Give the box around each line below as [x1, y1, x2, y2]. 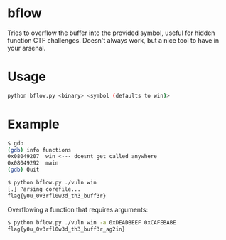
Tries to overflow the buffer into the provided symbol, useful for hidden [7, 28, 215, 37]
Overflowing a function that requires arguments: [7, 205, 148, 214]
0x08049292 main [7, 160, 59, 167]
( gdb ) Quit [7, 166, 40, 174]
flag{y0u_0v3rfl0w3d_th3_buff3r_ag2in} [7, 226, 126, 233]
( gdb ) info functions [7, 146, 72, 154]
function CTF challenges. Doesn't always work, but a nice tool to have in [7, 36, 220, 44]
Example [7, 116, 60, 132]
